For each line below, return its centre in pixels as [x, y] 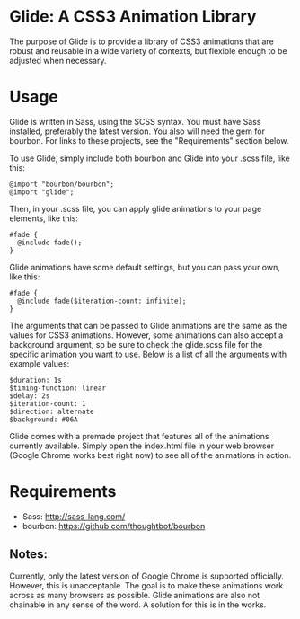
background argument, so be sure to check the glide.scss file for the [136, 344]
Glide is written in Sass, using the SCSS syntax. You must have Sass [135, 121]
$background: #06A [44, 420]
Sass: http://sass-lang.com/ [74, 516]
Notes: [28, 554]
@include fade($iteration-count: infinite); [102, 301]
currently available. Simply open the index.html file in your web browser [142, 446]
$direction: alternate [52, 411]
